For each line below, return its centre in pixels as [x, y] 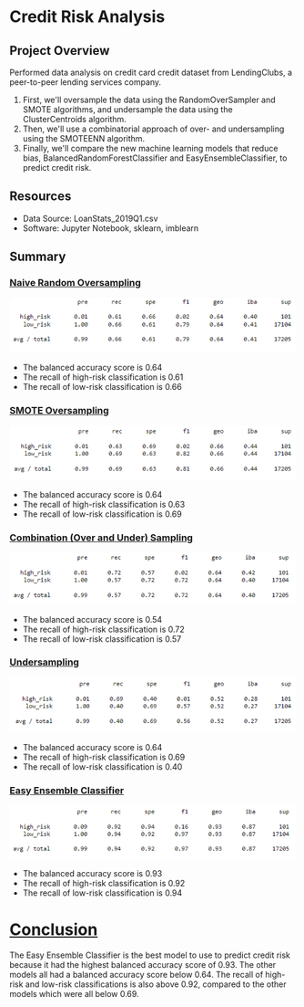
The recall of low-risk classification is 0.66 [102, 386]
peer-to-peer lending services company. [86, 82]
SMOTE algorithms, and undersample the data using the [128, 110]
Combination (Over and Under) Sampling [101, 538]
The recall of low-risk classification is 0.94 [102, 893]
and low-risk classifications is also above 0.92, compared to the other [156, 984]
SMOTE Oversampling [59, 410]
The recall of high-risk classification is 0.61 [103, 377]
